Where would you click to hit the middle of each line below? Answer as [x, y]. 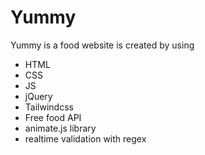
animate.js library [60, 128]
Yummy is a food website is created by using [102, 45]
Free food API [53, 117]
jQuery [38, 96]
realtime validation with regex [85, 138]
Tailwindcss [49, 107]
